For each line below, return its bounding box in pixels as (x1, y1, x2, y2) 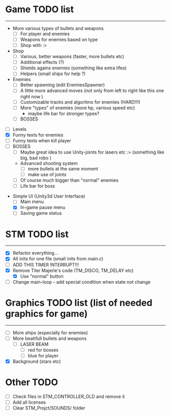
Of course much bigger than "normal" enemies (20, 177, 119, 183)
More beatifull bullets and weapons (12, 335, 87, 341)
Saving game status (20, 210, 62, 216)
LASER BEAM (20, 341, 49, 347)
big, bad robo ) (20, 155, 52, 161)
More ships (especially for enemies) (12, 329, 88, 335)
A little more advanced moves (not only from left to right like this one (20, 88, 164, 94)
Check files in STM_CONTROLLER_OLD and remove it (12, 394, 125, 399)
